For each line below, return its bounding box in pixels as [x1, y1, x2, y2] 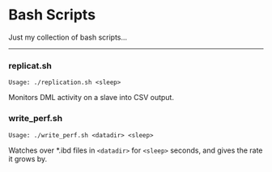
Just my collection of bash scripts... [8, 32, 128, 42]
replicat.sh [8, 60, 53, 71]
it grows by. [8, 153, 48, 163]
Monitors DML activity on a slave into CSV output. [8, 93, 174, 103]
